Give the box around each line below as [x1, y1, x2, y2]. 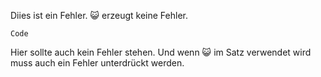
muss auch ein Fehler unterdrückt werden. [10, 57, 185, 69]
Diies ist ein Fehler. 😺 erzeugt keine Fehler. [10, 10, 188, 21]
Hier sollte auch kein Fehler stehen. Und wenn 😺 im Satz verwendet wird [10, 46, 312, 58]
